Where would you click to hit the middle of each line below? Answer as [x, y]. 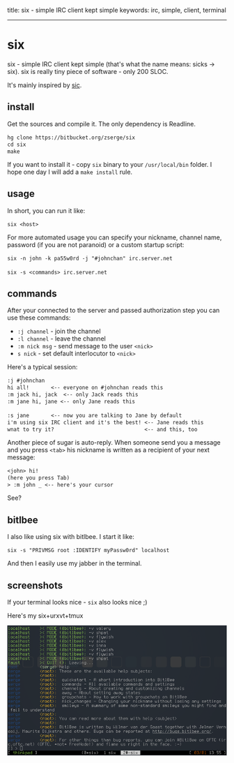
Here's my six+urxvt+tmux [45, 616]
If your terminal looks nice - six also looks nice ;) [77, 602]
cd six [17, 145]
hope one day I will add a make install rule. [70, 172]
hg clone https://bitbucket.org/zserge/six [71, 138]
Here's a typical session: [42, 367]
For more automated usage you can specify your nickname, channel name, [115, 237]
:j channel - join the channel [59, 332]
